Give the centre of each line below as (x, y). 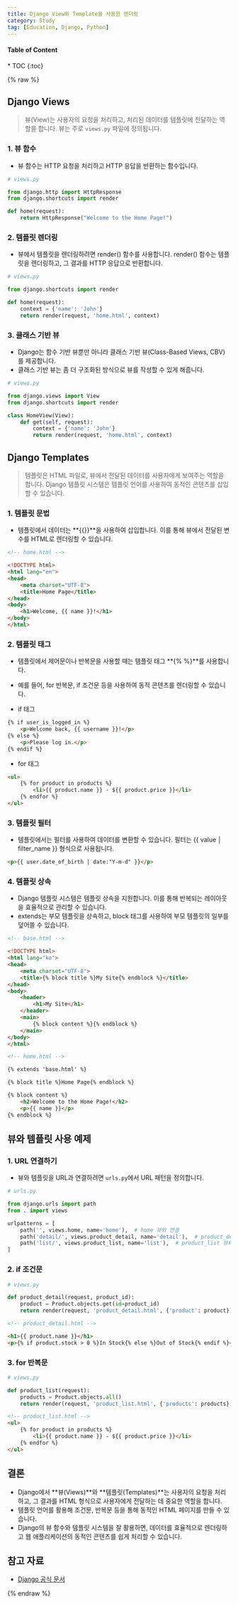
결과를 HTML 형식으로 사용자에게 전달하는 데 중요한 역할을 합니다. (131, 1501)
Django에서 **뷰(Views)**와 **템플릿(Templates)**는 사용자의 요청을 (115, 1492)
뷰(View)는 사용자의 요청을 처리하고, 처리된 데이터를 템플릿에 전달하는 (121, 120)
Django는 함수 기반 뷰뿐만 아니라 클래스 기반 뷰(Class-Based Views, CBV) (121, 352)
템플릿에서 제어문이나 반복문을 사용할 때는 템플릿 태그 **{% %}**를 (111, 661)
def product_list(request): (49, 1390)
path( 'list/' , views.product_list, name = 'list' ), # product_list (120, 1243)
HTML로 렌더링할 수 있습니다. (72, 539)
